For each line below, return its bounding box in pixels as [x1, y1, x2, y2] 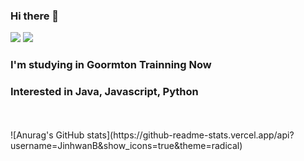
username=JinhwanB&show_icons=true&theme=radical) [10, 139, 243, 151]
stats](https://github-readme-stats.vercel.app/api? [86, 129, 295, 141]
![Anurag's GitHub [10, 129, 85, 141]
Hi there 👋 [10, 9, 60, 23]
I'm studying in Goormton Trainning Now [10, 58, 212, 72]
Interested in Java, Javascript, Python [10, 85, 199, 99]
